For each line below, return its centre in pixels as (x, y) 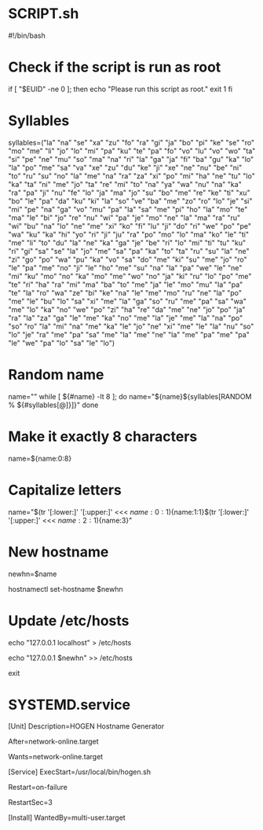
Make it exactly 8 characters (103, 436)
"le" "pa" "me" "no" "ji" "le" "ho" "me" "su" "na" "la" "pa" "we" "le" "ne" (125, 267)
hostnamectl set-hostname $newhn (66, 589)
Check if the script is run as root (115, 67)
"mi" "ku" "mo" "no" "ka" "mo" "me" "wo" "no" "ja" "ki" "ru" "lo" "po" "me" (130, 276)
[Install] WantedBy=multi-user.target (67, 817)
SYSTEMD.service (69, 705)
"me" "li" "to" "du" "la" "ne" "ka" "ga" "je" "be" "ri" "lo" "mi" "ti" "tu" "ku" (127, 242)
